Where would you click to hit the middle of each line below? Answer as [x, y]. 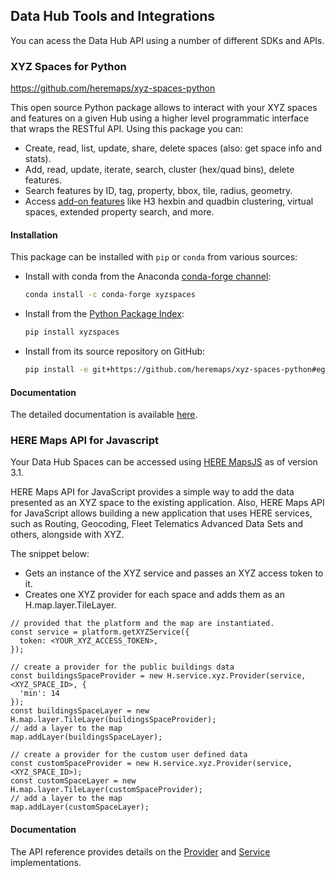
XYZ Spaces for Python [68, 66]
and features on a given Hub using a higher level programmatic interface [160, 118]
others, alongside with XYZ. [67, 535]
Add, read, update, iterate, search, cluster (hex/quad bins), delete [159, 170]
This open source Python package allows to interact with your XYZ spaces [164, 108]
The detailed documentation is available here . [104, 415]
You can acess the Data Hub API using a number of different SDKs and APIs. [167, 40]
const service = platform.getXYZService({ [100, 632]
